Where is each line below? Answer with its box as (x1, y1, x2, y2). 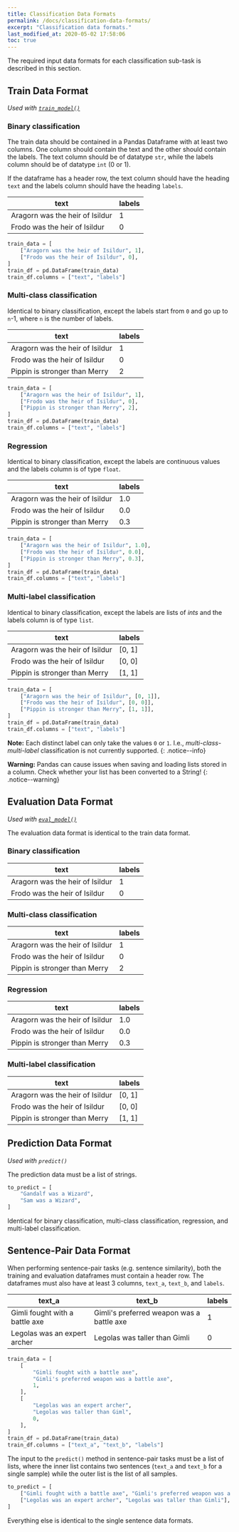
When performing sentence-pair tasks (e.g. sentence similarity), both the (7, 1263, 222, 1272)
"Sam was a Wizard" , (20, 1197, 81, 1204)
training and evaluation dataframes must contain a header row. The (7, 1271, 204, 1280)
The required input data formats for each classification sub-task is (7, 56, 201, 65)
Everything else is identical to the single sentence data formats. (7, 1516, 193, 1525)
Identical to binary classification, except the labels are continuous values (7, 457, 221, 466)
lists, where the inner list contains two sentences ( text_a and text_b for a (7, 1462, 223, 1471)
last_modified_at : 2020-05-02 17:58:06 (7, 30, 126, 38)
